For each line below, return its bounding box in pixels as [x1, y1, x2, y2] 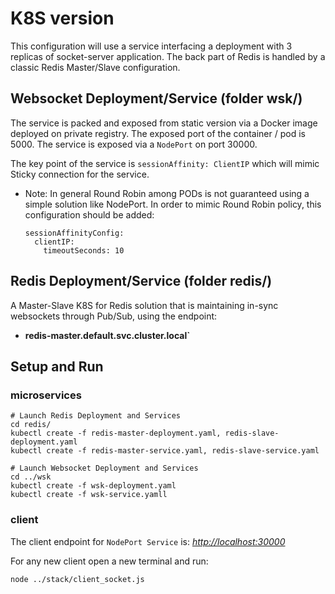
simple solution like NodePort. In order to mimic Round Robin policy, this [24, 198, 322, 210]
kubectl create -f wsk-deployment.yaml [10, 481, 177, 491]
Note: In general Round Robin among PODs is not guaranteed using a [24, 187, 310, 199]
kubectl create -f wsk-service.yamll [10, 490, 168, 500]
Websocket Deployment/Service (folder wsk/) [10, 90, 303, 107]
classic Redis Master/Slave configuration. [10, 61, 181, 73]
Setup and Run [10, 358, 104, 375]
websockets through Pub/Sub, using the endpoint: [10, 310, 218, 322]
